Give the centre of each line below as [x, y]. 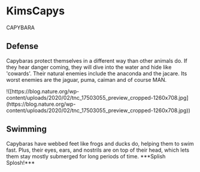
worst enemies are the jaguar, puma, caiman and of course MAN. [86, 79]
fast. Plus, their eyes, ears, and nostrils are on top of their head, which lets [98, 150]
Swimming [26, 129]
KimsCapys [35, 11]
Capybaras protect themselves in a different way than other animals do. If [97, 60]
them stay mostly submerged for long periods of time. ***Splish [86, 156]
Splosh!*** [21, 162]
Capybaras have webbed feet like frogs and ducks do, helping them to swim [100, 143]
